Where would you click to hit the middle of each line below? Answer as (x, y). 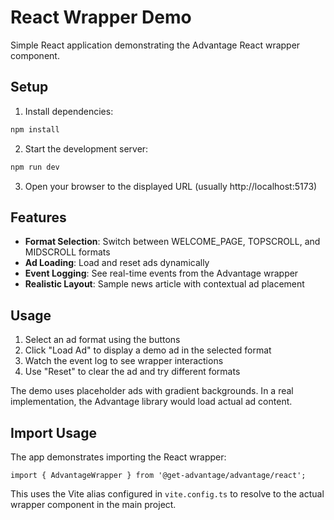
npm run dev (35, 167)
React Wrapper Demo (101, 17)
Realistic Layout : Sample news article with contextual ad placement (164, 284)
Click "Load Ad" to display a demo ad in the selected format (148, 350)
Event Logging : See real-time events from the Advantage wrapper (161, 273)
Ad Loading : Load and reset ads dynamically (117, 263)
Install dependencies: (69, 111)
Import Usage (53, 432)
